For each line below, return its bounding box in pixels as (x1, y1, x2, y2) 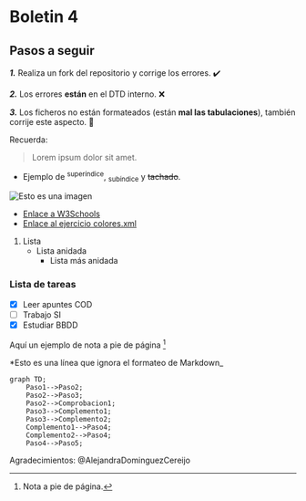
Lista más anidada (49, 256, 118, 266)
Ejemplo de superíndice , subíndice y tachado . (22, 170, 181, 184)
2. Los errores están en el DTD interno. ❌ (9, 89, 166, 99)
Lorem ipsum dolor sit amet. (31, 152, 138, 162)
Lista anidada (36, 245, 87, 256)
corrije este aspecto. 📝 (9, 117, 95, 127)
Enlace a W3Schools (22, 208, 100, 220)
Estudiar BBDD (22, 319, 79, 330)
